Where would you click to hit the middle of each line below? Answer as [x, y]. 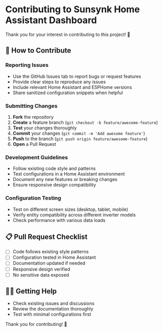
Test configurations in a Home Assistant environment [69, 174]
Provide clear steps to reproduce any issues [59, 82]
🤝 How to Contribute [38, 50]
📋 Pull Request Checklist [46, 237]
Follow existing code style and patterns [54, 169]
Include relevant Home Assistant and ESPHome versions [72, 87]
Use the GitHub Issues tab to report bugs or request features [77, 76]
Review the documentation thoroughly [53, 309]
